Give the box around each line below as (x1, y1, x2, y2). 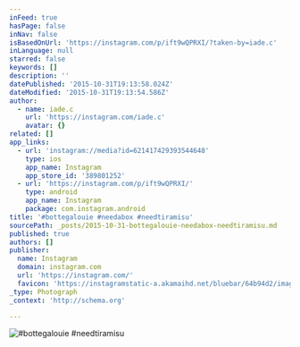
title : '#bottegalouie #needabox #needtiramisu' (9, 212, 194, 222)
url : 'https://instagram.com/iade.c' (25, 113, 166, 122)
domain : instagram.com (17, 263, 102, 272)
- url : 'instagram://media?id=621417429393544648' (17, 146, 210, 155)
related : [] (9, 130, 54, 139)
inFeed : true (9, 13, 58, 22)
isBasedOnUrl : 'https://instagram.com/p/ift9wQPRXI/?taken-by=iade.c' (9, 38, 278, 47)
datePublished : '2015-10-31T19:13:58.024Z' (9, 80, 174, 89)
